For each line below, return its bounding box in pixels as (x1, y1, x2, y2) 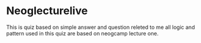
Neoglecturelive (6, 4, 88, 18)
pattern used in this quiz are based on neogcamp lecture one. (6, 29, 159, 37)
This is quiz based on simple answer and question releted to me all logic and (6, 24, 195, 31)
